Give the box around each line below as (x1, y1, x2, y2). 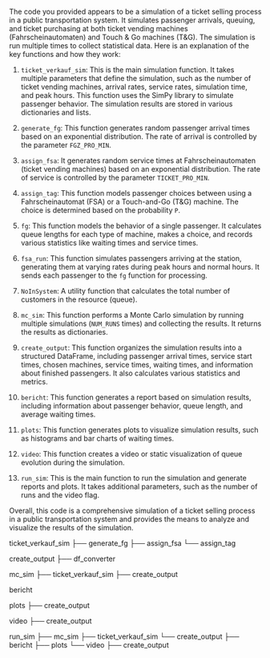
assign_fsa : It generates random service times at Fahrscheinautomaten (20, 156, 256, 165)
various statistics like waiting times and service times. (20, 238, 199, 247)
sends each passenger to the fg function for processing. (20, 270, 208, 280)
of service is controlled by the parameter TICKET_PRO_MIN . (20, 173, 210, 182)
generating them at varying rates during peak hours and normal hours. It (20, 262, 260, 271)
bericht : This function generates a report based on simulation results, (20, 392, 252, 402)
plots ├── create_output (9, 601, 91, 610)
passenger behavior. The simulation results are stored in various (20, 100, 233, 108)
